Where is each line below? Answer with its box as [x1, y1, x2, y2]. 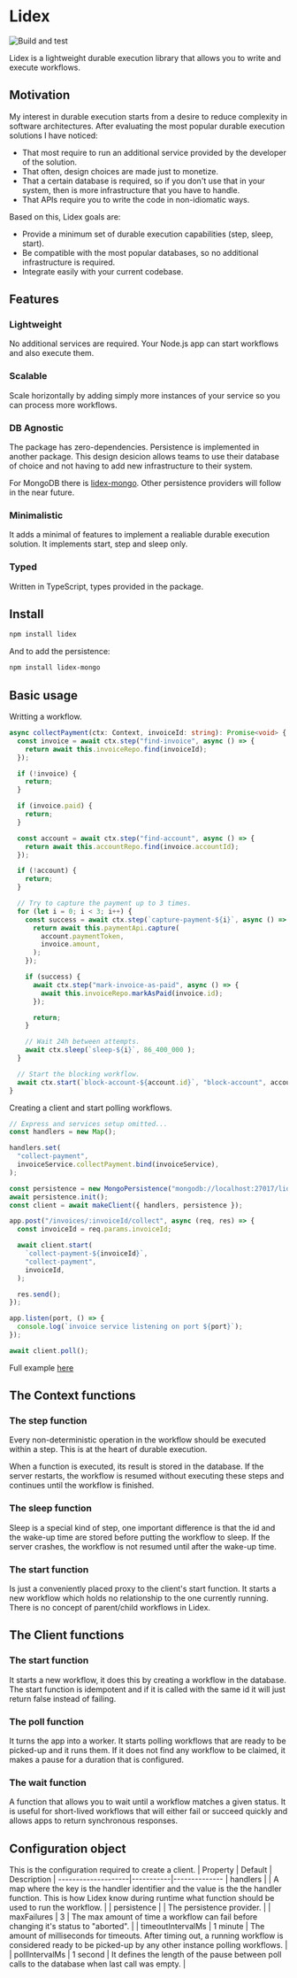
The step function [9, 1415, 88, 1427]
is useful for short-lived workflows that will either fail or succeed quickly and [9, 1806, 288, 1817]
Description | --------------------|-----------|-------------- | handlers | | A [9, 1874, 279, 1885]
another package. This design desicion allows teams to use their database [9, 452, 280, 462]
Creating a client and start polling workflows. [9, 1102, 172, 1113]
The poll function [9, 1715, 84, 1727]
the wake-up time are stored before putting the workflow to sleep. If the [9, 1532, 270, 1542]
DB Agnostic [9, 421, 65, 434]
